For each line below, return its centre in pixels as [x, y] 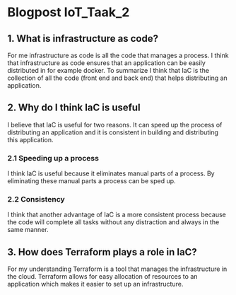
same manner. [28, 230]
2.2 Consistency [36, 199]
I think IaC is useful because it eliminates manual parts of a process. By [111, 173]
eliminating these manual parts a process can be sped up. [92, 181]
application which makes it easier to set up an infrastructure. [95, 284]
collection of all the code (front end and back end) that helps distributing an [117, 78]
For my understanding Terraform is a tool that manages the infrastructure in [117, 269]
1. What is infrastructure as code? [83, 39]
